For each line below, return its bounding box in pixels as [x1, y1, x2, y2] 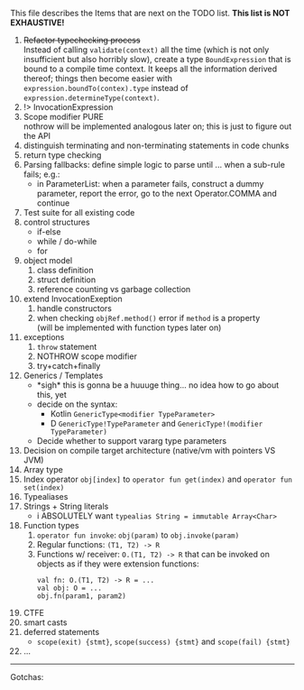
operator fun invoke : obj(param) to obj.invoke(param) [36, 529, 240, 540]
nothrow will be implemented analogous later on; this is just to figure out [23, 121, 292, 132]
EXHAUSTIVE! [10, 17, 65, 28]
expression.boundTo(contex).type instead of [23, 83, 189, 93]
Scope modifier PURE [23, 112, 105, 122]
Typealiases [23, 492, 69, 501]
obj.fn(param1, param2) [36, 592, 127, 601]
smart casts [23, 617, 68, 628]
